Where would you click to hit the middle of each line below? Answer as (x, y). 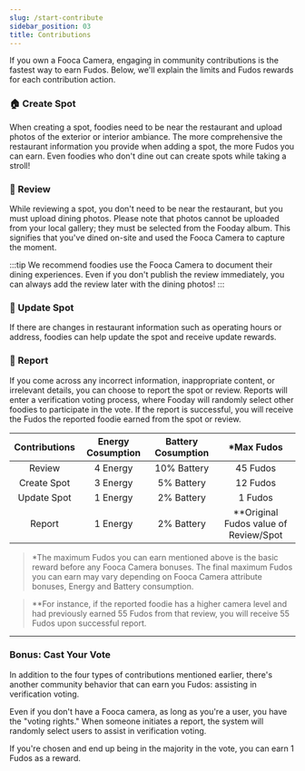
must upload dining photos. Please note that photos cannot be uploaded (144, 218)
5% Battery (182, 483)
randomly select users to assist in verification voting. (108, 730)
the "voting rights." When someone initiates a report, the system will (137, 721)
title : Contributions (50, 34)
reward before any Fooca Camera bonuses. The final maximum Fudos (162, 567)
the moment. (33, 247)
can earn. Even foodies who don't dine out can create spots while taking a (148, 156)
